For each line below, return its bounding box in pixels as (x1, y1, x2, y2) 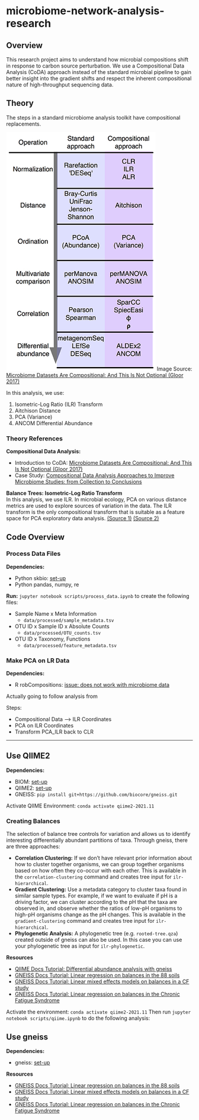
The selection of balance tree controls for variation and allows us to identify (6, 831, 191, 838)
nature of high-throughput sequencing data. (6, 81, 114, 88)
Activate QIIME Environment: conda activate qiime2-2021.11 (6, 802, 155, 809)
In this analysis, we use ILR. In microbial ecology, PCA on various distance (6, 496, 187, 503)
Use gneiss (6, 1032, 49, 1042)
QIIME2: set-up (14, 784, 52, 791)
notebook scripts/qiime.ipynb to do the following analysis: (6, 1015, 150, 1022)
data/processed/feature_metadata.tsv (23, 642, 117, 649)
